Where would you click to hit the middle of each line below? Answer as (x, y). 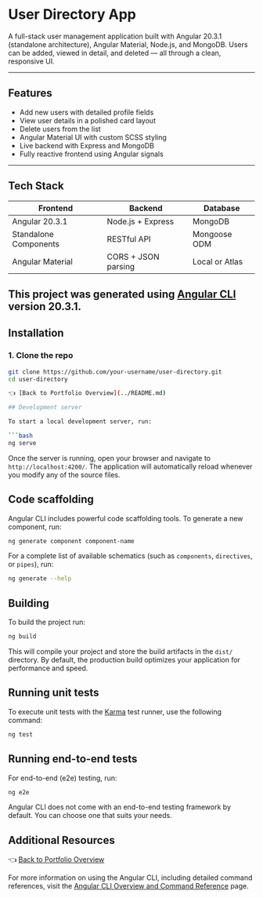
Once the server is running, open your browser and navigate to (110, 458)
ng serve (22, 443)
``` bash (21, 436)
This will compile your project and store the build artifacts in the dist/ (121, 652)
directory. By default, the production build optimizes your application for (124, 660)
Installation (36, 333)
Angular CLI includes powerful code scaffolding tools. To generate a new (126, 518)
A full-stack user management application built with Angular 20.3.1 (115, 36)
